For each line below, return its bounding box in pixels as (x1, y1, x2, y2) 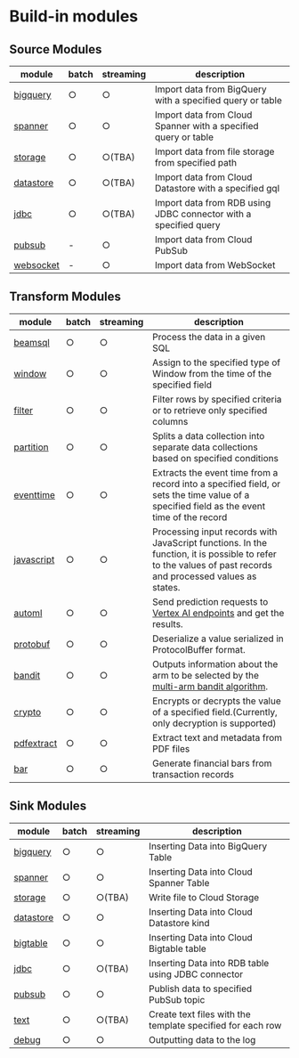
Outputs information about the (152, 657, 279, 670)
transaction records (152, 768, 234, 780)
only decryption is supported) (152, 717, 277, 729)
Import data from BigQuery (154, 83, 267, 95)
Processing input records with (152, 525, 278, 538)
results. (152, 617, 184, 630)
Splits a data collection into (152, 429, 265, 442)
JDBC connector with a (154, 208, 252, 220)
